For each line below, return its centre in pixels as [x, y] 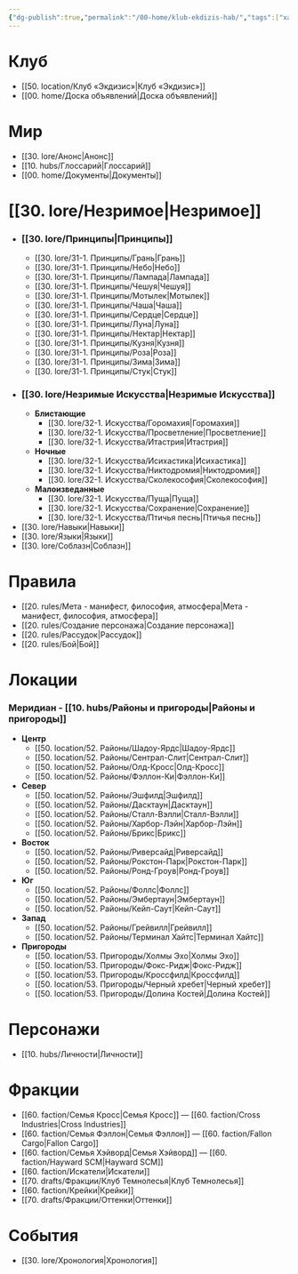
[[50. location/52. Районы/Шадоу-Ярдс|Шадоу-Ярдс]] [135, 748]
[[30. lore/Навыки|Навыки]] [73, 527]
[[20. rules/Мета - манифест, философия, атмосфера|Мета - [135, 606]
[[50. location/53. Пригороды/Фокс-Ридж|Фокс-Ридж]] [138, 965]
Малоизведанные [69, 489]
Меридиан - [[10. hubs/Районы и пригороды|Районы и [132, 708]
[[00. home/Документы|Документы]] [91, 175]
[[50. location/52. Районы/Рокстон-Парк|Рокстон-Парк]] [141, 861]
